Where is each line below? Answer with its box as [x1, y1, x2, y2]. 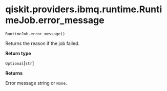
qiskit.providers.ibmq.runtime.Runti [5, 4, 162, 15]
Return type [5, 50, 32, 56]
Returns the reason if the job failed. [5, 40, 80, 47]
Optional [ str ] [5, 60, 34, 66]
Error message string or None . [5, 80, 68, 86]
